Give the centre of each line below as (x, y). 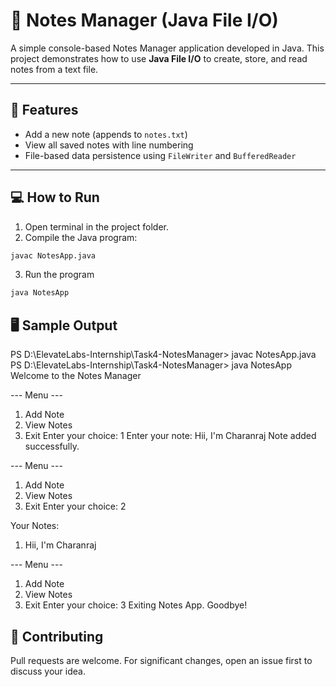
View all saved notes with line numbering (109, 145)
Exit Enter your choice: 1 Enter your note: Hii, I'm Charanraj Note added (170, 436)
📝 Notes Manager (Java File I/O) (144, 20)
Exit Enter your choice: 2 (75, 506)
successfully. (52, 446)
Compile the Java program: (81, 237)
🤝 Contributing (57, 636)
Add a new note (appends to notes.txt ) (106, 134)
